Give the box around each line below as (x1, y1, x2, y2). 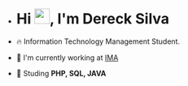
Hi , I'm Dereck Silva (15, 10, 169, 28)
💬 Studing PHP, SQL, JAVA (15, 68, 107, 78)
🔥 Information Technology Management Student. (15, 37, 181, 46)
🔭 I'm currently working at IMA (15, 53, 119, 62)
